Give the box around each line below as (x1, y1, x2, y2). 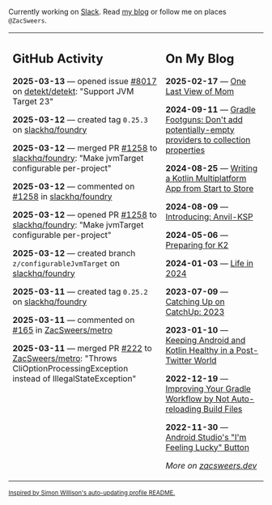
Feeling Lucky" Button (165, 441, 249, 452)
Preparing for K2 (165, 239, 229, 250)
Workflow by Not (165, 393, 230, 404)
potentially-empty (165, 124, 235, 135)
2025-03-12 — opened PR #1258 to (12, 209, 158, 220)
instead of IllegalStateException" (12, 372, 137, 384)
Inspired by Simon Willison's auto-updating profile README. (8, 489, 176, 497)
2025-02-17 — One (165, 75, 247, 87)
